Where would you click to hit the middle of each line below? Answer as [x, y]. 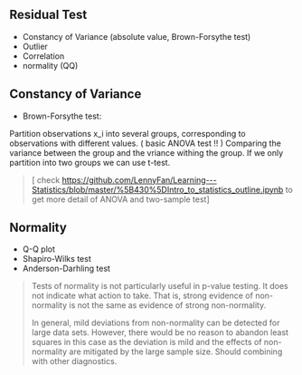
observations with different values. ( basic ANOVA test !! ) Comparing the [146, 143]
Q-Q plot [39, 249]
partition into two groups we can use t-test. [90, 162]
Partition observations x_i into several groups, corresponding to [127, 133]
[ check [46, 179]
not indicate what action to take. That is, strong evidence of [142, 296]
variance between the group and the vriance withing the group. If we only [146, 152]
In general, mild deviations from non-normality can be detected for [156, 323]
